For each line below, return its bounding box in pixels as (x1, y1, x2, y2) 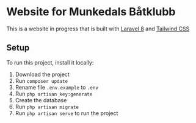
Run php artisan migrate (15, 103, 79, 110)
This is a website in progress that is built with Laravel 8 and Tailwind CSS (6, 25, 190, 32)
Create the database (15, 96, 67, 104)
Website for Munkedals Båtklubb (6, 5, 176, 19)
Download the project (15, 71, 70, 78)
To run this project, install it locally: (6, 58, 94, 66)
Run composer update (15, 77, 68, 84)
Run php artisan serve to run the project (15, 109, 118, 117)
